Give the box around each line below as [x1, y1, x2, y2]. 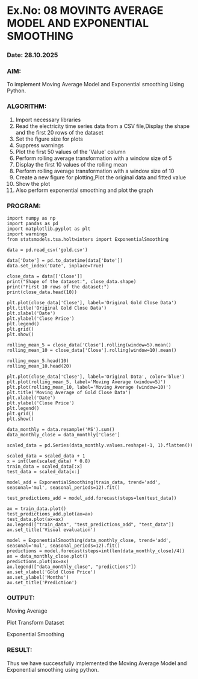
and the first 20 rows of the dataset [15, 129, 104, 136]
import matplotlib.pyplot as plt [7, 226, 91, 232]
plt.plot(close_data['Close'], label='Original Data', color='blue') [7, 374, 185, 380]
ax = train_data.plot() [7, 506, 67, 512]
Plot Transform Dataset [7, 619, 64, 626]
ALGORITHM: [7, 102, 47, 110]
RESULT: [7, 646, 32, 654]
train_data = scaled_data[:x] [7, 464, 83, 470]
